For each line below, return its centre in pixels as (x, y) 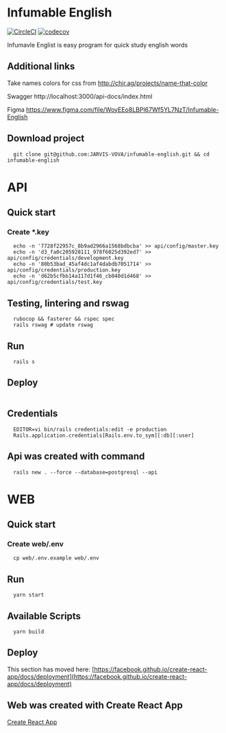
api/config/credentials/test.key (55, 283)
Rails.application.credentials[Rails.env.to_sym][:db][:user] (104, 435)
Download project (46, 139)
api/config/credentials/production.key (64, 270)
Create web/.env (35, 544)
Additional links (41, 67)
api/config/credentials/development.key (66, 259)
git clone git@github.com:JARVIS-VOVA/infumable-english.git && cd (112, 154)
